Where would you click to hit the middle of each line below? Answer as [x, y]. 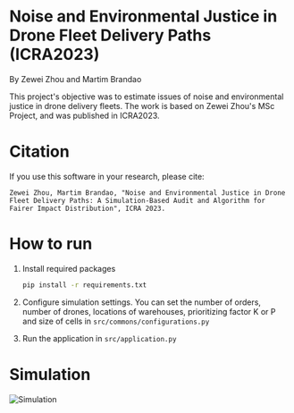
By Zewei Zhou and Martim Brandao [76, 79]
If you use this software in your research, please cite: [107, 176]
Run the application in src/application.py [99, 338]
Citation [39, 152]
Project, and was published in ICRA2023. [84, 115]
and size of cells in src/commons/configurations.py [116, 321]
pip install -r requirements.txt [84, 285]
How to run [51, 244]
